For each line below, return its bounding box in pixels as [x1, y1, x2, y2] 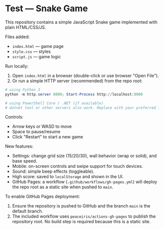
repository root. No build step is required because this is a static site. [12, 219, 151, 225]
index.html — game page [12, 43, 64, 49]
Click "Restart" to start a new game [12, 134, 83, 140]
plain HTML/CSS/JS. [5, 24, 46, 30]
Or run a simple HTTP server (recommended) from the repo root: [12, 78, 143, 84]
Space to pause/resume [12, 129, 61, 135]
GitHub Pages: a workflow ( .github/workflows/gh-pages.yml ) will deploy [12, 179, 158, 185]
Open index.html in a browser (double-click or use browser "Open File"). [12, 72, 159, 78]
